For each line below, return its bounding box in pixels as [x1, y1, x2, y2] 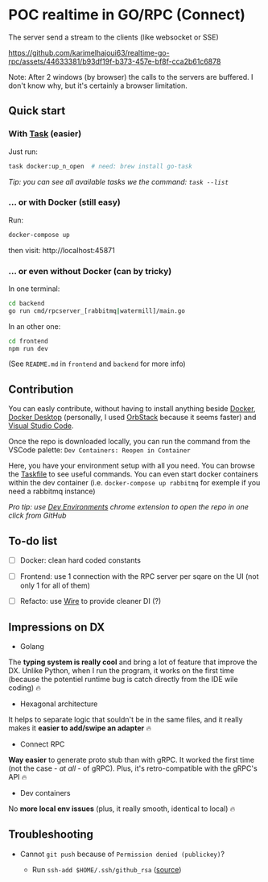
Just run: [8, 147, 39, 156]
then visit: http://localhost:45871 [8, 245, 115, 255]
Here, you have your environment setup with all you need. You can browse [8, 461, 255, 471]
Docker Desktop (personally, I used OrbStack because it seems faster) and [8, 413, 257, 422]
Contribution [8, 382, 74, 396]
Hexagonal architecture [19, 699, 98, 709]
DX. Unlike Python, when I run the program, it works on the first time [8, 666, 235, 676]
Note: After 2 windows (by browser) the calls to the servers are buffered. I [8, 72, 254, 81]
